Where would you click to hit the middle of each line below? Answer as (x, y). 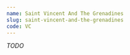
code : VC (19, 26)
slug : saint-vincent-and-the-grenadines (65, 20)
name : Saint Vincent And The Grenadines (65, 13)
